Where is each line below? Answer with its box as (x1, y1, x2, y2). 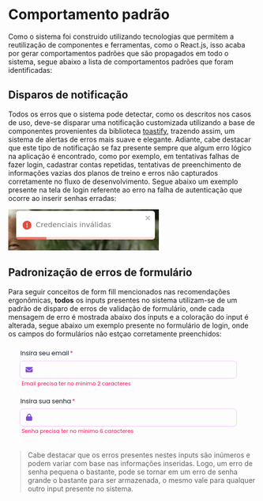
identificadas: (8, 65, 53, 74)
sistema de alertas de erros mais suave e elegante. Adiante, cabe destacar (8, 135, 251, 144)
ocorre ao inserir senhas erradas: (8, 193, 117, 203)
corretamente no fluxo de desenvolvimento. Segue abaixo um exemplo (8, 176, 239, 186)
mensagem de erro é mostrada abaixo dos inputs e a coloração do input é (8, 312, 249, 321)
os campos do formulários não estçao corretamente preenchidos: (8, 328, 223, 338)
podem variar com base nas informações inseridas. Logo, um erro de (27, 458, 253, 468)
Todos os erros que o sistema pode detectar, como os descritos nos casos (8, 109, 251, 119)
